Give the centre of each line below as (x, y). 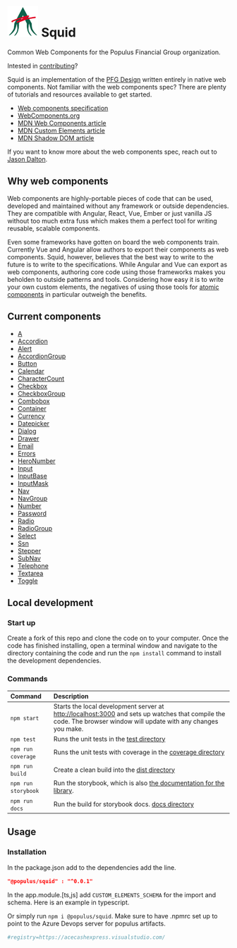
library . (63, 791)
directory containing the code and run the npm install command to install (115, 653)
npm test (23, 739)
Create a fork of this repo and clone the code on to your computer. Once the (118, 638)
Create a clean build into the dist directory (114, 770)
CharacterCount (41, 378)
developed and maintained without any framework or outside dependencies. (118, 206)
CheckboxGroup (41, 393)
